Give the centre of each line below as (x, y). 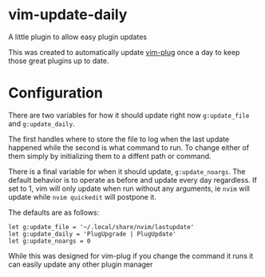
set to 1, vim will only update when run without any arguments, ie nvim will (129, 188)
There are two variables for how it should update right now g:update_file (129, 115)
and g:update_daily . (42, 123)
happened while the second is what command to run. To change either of (129, 147)
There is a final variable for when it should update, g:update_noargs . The (127, 171)
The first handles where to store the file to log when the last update (119, 139)
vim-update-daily (68, 15)
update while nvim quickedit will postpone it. (83, 196)
